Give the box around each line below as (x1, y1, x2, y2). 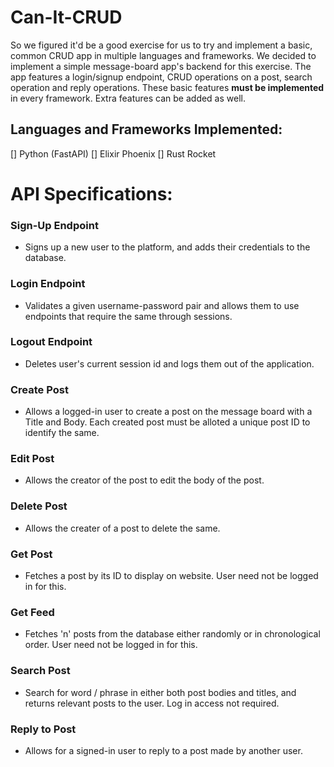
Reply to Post (10, 722, 77, 736)
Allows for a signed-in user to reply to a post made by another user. (24, 744, 303, 756)
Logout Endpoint (10, 335, 93, 349)
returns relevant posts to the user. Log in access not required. (24, 697, 280, 709)
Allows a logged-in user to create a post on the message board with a (24, 406, 313, 418)
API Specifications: (10, 182, 173, 205)
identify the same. (24, 427, 100, 439)
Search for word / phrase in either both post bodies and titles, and (24, 686, 297, 698)
